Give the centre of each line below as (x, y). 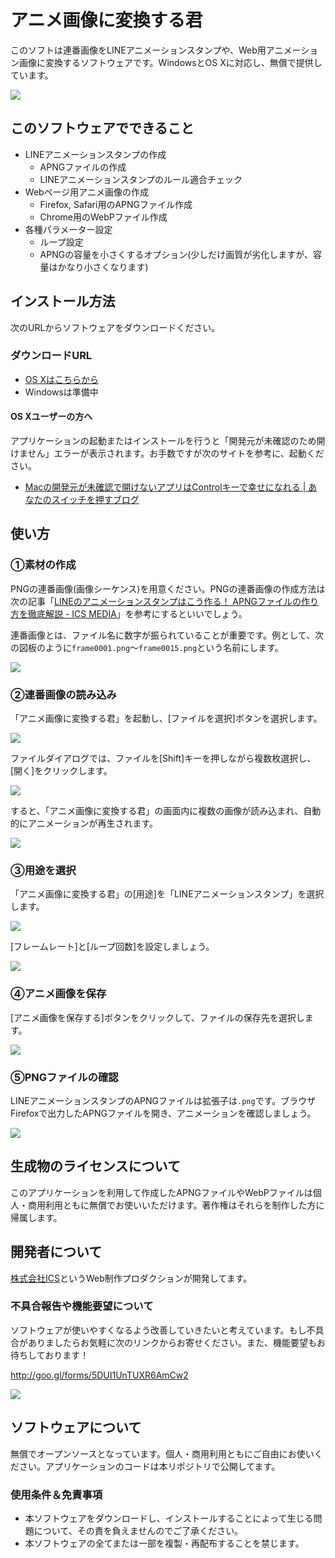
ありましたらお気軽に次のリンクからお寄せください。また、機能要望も (172, 1342)
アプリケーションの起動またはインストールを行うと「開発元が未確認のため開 (168, 441)
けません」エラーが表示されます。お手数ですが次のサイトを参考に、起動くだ (167, 453)
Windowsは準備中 (61, 392)
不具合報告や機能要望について (82, 1306)
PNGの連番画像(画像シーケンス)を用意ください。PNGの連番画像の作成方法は (168, 588)
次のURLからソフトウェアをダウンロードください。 (115, 327)
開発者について (56, 1252)
